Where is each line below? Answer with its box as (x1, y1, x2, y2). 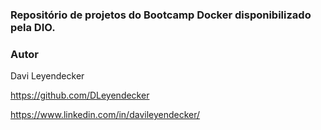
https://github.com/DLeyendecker (10, 89, 150, 102)
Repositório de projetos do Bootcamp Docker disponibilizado (10, 8, 312, 22)
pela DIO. (10, 20, 56, 34)
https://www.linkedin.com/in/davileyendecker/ (10, 109, 201, 121)
